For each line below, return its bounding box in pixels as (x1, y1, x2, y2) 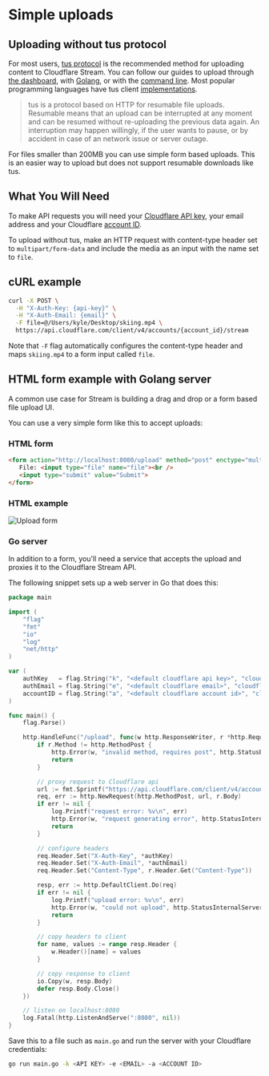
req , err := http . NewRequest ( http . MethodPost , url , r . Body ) (37, 792, 242, 801)
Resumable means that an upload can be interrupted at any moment (27, 108, 253, 118)
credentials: (8, 1045, 47, 1054)
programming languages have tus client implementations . (8, 84, 198, 94)
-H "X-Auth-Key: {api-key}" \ (15, 304, 116, 312)
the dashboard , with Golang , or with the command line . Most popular (8, 76, 235, 85)
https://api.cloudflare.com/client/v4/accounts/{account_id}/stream (15, 326, 249, 334)
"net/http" (22, 645, 59, 653)
